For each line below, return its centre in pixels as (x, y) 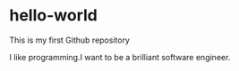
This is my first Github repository (69, 40)
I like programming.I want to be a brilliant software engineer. (120, 57)
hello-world (54, 16)
